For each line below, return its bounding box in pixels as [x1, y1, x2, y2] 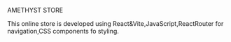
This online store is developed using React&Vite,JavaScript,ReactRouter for [7, 20, 224, 27]
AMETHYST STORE [7, 6, 64, 14]
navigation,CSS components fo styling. [7, 27, 119, 35]
